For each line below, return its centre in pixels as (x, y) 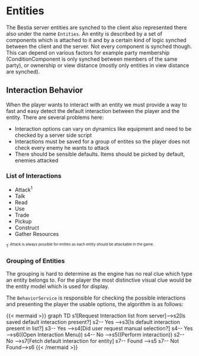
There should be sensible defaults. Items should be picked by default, (100, 154)
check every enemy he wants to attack (62, 147)
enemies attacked (36, 160)
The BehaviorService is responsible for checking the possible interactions (96, 298)
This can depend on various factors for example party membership (88, 52)
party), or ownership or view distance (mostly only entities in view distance (98, 65)
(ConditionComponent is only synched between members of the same (92, 59)
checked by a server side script (53, 135)
